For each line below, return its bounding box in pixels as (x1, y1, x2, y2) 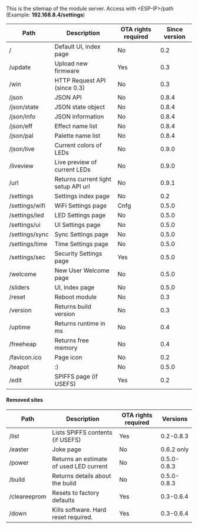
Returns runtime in (54, 319, 105, 328)
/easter (9, 445, 29, 454)
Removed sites (6, 396, 43, 403)
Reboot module (54, 293, 97, 301)
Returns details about (52, 472, 111, 480)
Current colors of (54, 141, 102, 149)
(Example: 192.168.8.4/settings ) (6, 11, 85, 18)
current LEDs (54, 166, 91, 173)
